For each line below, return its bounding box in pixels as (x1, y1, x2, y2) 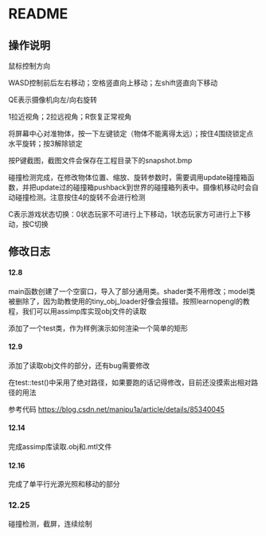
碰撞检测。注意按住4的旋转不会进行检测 (14, 193, 146, 201)
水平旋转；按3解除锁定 (8, 139, 83, 148)
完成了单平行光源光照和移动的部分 (8, 479, 120, 489)
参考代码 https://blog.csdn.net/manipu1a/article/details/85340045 (8, 404, 225, 414)
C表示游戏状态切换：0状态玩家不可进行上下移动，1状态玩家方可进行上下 (8, 209, 244, 219)
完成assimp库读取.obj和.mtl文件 (8, 442, 112, 451)
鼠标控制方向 (8, 61, 50, 70)
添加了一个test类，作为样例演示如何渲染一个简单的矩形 (8, 323, 189, 333)
